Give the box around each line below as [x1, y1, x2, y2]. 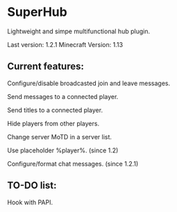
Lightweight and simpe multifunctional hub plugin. [7, 27, 151, 35]
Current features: [7, 60, 85, 73]
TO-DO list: [7, 179, 57, 191]
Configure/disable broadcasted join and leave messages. [7, 79, 171, 87]
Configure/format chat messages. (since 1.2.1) [7, 159, 139, 168]
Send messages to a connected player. [7, 92, 119, 100]
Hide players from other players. [7, 119, 99, 127]
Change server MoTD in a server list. [7, 132, 112, 141]
